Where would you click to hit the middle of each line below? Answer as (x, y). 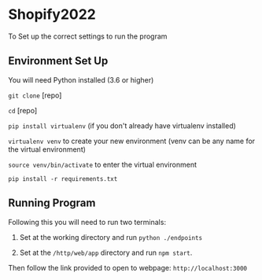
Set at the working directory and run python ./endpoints (111, 237)
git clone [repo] (35, 95)
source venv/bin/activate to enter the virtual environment (102, 164)
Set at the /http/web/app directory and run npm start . (106, 252)
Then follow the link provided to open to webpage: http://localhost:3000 (128, 267)
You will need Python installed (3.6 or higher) (81, 79)
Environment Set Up (58, 61)
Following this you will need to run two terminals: (87, 222)
